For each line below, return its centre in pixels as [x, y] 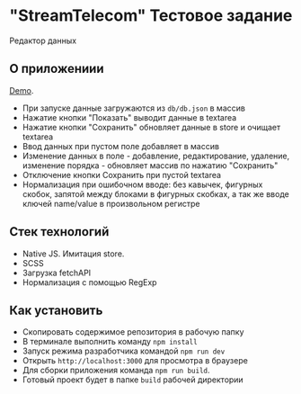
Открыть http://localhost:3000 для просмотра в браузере [135, 361]
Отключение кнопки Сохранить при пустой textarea [122, 175]
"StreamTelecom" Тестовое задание [151, 16]
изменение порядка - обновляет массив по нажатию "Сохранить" [150, 165]
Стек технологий [59, 232]
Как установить [56, 310]
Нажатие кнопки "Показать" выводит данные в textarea [129, 117]
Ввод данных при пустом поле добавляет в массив [121, 146]
